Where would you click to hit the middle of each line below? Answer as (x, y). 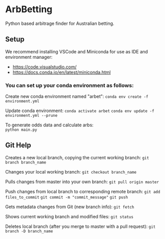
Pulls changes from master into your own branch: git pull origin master (82, 182)
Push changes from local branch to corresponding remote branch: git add (83, 191)
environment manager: (29, 57)
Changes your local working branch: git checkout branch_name (71, 172)
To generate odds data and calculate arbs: (49, 125)
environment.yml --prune (31, 116)
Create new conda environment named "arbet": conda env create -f (77, 96)
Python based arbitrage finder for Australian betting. (60, 23)
